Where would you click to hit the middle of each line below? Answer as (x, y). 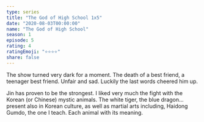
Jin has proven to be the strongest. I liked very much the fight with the (95, 93)
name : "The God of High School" (47, 29)
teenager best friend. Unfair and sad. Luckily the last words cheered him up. (102, 81)
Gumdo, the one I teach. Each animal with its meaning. (75, 112)
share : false (23, 57)
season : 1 (19, 35)
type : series (23, 12)
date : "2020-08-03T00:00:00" (43, 23)
